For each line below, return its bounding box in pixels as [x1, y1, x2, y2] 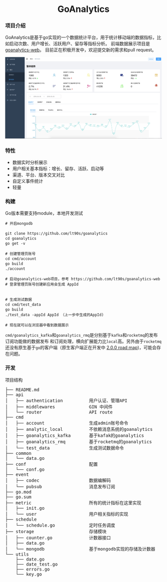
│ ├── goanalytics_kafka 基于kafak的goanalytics [5, 432, 144, 438]
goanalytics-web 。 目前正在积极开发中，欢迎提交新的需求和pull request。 [5, 47, 157, 53]
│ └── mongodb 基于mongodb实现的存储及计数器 [5, 546, 156, 552]
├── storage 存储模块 [5, 529, 107, 534]
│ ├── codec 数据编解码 [5, 477, 111, 483]
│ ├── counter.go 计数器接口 [5, 535, 111, 541]
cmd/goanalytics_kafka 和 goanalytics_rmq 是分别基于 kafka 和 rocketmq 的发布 [5, 332, 158, 338]
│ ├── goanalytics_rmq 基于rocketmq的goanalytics [5, 439, 152, 444]
